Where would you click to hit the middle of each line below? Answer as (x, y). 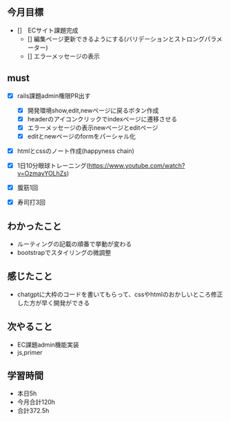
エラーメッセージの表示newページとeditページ (93, 127)
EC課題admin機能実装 (48, 345)
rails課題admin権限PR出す (54, 96)
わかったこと (34, 226)
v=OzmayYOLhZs (42, 174)
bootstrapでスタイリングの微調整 (64, 253)
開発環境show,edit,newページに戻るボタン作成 (93, 110)
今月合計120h (36, 402)
